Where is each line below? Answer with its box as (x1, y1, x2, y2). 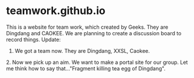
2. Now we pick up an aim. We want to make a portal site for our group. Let (6, 59, 188, 66)
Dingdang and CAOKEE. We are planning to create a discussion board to (6, 29, 182, 36)
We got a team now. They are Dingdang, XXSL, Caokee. (14, 47, 150, 54)
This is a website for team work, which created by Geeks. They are (6, 23, 169, 30)
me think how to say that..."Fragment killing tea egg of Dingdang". (6, 65, 166, 72)
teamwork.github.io (6, 4, 106, 18)
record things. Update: (6, 36, 61, 43)
